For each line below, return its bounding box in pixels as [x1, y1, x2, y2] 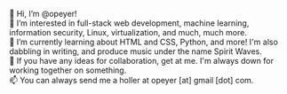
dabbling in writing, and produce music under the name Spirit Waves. [9, 46, 262, 57]
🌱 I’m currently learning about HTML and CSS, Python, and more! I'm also [9, 36, 278, 47]
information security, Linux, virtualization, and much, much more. [9, 27, 247, 37]
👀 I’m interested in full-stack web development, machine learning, [9, 18, 250, 28]
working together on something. [9, 65, 127, 75]
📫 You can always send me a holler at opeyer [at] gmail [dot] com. [9, 75, 254, 85]
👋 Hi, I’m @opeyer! [9, 9, 77, 19]
